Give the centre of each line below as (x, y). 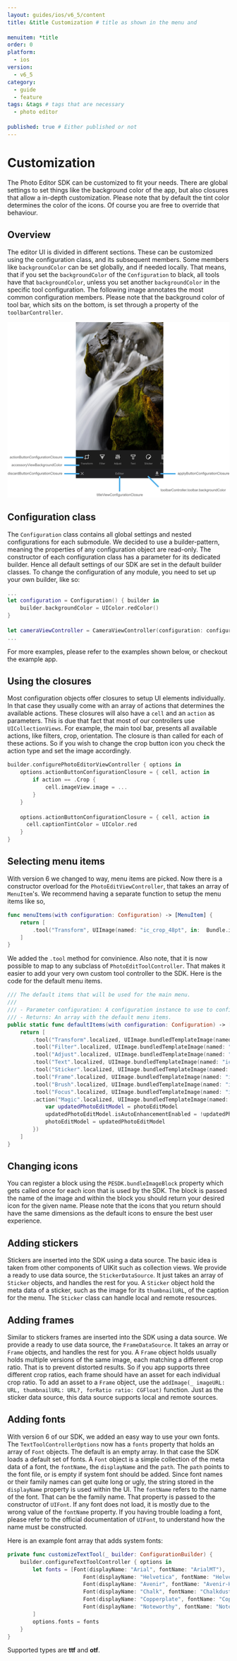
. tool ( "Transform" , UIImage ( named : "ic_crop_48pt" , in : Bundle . (131, 930)
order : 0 (20, 45)
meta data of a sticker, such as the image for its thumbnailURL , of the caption (118, 1290)
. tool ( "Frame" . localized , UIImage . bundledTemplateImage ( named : (127, 1077)
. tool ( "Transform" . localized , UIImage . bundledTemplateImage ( (124, 1040)
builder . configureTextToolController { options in (96, 1562)
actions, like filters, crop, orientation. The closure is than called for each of (115, 736)
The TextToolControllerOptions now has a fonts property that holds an (111, 1444)
